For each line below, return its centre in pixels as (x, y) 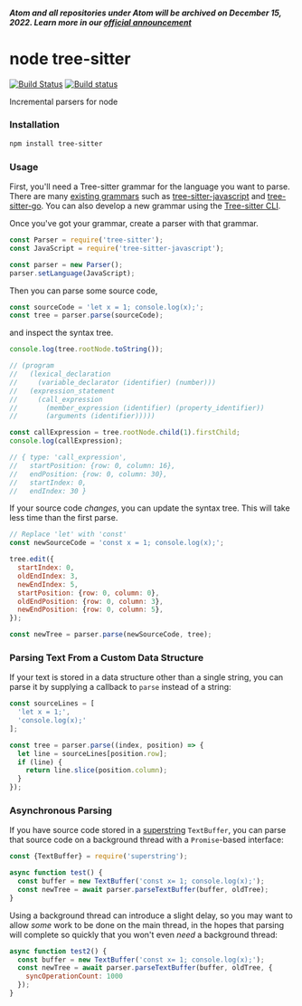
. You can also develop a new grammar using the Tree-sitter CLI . (161, 206)
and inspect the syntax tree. (61, 333)
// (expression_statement (62, 391)
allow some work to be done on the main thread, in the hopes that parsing (147, 925)
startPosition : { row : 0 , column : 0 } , (89, 593)
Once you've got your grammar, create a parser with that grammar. (134, 223)
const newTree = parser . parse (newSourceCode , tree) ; (111, 635)
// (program (32, 366)
